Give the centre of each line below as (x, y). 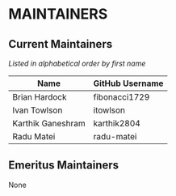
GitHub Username (128, 83)
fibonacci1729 (122, 97)
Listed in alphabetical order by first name (77, 63)
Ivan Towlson (38, 110)
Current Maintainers (61, 44)
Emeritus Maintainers (64, 166)
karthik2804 (117, 124)
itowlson (109, 110)
